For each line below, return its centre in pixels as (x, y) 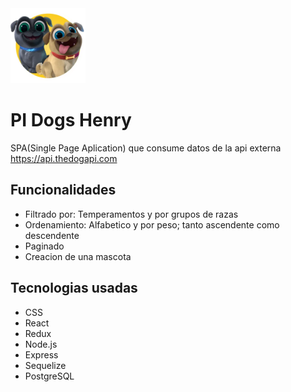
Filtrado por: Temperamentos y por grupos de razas (131, 214)
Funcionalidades (63, 190)
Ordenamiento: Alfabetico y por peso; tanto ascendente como (152, 224)
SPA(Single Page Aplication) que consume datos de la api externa (146, 148)
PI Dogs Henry (71, 120)
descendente (52, 235)
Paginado (44, 246)
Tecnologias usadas (74, 288)
